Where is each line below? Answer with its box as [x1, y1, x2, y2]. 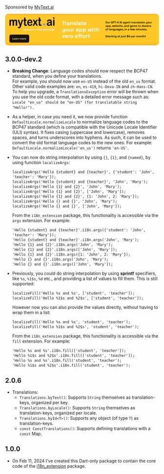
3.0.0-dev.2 [5, 55, 42, 63]
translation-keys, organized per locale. [19, 410, 97, 416]
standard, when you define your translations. [12, 73, 102, 79]
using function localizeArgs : [12, 160, 70, 166]
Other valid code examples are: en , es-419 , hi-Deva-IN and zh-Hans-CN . [12, 84, 154, 89]
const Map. [19, 431, 42, 436]
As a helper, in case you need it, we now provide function [12, 114, 128, 120]
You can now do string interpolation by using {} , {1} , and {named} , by [12, 154, 151, 160]
